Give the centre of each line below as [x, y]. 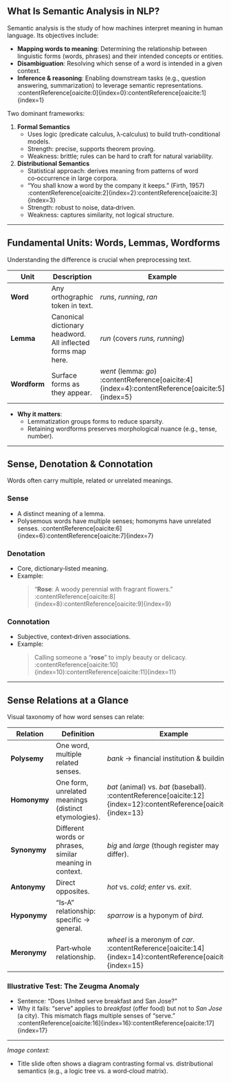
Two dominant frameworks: [46, 113]
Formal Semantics [44, 126]
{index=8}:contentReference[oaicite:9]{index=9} [103, 604]
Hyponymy [29, 916]
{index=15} [125, 965]
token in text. [72, 305]
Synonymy [29, 850]
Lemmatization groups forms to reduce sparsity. [95, 421]
